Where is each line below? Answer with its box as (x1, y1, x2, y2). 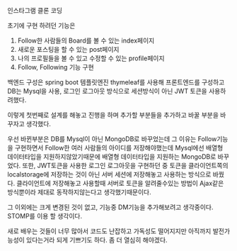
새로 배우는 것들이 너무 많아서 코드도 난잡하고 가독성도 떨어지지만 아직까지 (7, 227, 212, 235)
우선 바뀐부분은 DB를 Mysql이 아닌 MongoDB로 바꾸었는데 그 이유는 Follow (7, 135, 217, 143)
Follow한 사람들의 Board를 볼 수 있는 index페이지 (17, 36, 155, 45)
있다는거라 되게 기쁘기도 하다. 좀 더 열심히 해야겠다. (25, 236, 168, 244)
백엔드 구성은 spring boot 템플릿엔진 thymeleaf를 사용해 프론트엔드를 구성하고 (7, 78, 225, 87)
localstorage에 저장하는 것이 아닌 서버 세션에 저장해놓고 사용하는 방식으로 (7, 170, 212, 179)
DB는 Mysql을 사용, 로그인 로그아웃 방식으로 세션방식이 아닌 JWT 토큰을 (7, 87, 207, 95)
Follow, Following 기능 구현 (17, 63, 94, 71)
